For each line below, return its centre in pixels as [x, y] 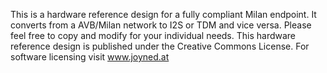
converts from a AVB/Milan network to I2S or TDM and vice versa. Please [161, 25]
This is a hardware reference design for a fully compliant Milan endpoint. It [163, 14]
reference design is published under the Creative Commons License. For [160, 46]
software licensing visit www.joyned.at [90, 57]
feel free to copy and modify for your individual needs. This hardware [153, 35]
